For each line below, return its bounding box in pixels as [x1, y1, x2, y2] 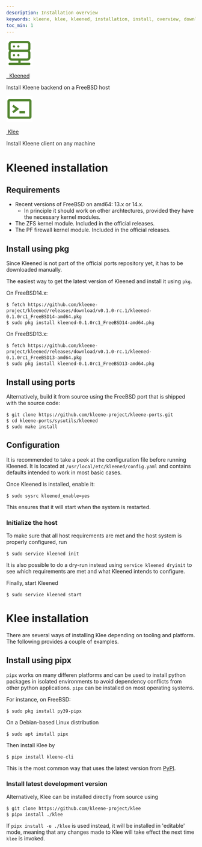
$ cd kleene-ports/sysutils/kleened [6, 418, 98, 424]
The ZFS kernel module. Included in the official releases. [14, 220, 155, 227]
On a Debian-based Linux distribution [6, 718, 99, 726]
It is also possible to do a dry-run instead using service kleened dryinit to [6, 561, 192, 569]
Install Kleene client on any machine [6, 140, 96, 147]
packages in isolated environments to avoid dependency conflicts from [6, 677, 182, 685]
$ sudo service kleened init [6, 551, 79, 557]
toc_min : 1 [6, 22, 34, 28]
